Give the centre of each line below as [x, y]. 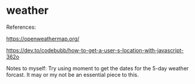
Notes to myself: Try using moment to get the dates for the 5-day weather [97, 68]
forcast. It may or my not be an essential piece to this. [73, 74]
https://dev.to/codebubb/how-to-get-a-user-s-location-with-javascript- [95, 50]
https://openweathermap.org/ [43, 38]
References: [21, 27]
